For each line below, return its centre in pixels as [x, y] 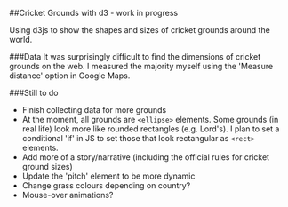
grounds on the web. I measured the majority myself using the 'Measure [141, 66]
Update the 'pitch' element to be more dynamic [108, 176]
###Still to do [34, 93]
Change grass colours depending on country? [106, 185]
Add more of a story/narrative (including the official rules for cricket [145, 157]
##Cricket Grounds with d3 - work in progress [94, 13]
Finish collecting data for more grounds [94, 110]
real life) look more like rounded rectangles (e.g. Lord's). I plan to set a [151, 129]
